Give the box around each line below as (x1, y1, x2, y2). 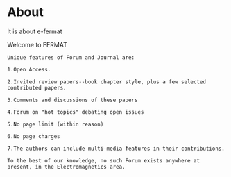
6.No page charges (7, 133, 60, 140)
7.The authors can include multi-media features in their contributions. (7, 145, 225, 152)
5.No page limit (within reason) (7, 121, 104, 128)
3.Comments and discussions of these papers (7, 96, 138, 103)
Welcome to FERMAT (7, 40, 68, 49)
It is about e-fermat (7, 27, 62, 35)
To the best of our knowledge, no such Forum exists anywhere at (7, 157, 200, 164)
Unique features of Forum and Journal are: (7, 53, 135, 61)
